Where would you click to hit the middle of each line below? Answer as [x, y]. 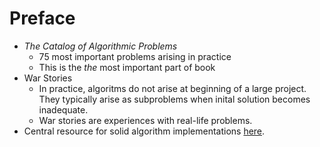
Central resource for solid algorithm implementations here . [144, 131]
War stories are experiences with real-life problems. [145, 120]
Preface [42, 18]
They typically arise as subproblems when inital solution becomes [174, 99]
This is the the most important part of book [127, 67]
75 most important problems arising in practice [135, 56]
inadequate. [63, 109]
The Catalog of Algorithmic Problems [100, 46]
